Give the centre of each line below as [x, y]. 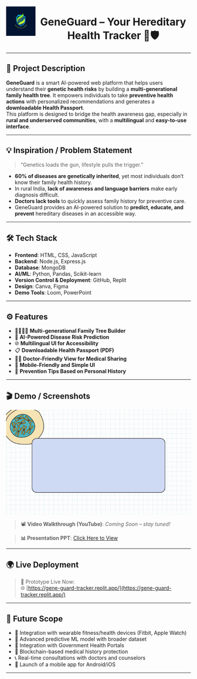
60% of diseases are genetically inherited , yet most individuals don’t [99, 176]
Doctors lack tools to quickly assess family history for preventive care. [100, 201]
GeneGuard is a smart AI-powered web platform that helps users [84, 82]
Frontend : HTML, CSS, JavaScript [56, 255]
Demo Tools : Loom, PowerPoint [53, 293]
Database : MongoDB [40, 267]
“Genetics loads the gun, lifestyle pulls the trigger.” [82, 165]
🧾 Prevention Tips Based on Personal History [70, 372]
